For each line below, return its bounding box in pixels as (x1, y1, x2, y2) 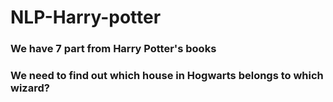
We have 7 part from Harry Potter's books (10, 42, 217, 56)
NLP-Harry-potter (10, 6, 162, 29)
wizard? (10, 81, 50, 95)
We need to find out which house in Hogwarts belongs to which (10, 69, 324, 83)
